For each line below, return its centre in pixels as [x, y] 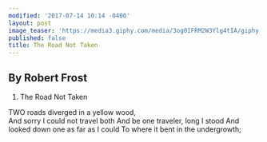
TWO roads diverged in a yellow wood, [72, 112]
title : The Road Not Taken [53, 45]
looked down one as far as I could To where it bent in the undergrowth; [125, 129]
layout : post [30, 23]
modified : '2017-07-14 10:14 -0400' [69, 16]
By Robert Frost [48, 78]
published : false [37, 38]
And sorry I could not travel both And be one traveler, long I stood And [124, 120]
